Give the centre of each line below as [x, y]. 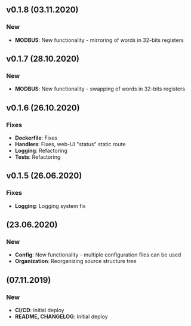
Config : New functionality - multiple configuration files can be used [98, 255]
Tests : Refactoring [38, 157]
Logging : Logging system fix [50, 206]
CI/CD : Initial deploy [39, 310]
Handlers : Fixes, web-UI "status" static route [70, 144]
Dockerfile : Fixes [36, 138]
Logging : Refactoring [41, 151]
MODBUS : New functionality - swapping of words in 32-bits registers [100, 89]
